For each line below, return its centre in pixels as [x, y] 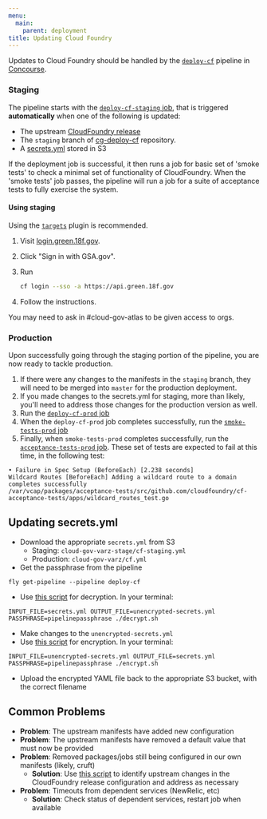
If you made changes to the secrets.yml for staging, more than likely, [132, 396]
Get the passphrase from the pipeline [81, 567]
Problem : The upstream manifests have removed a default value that [133, 739]
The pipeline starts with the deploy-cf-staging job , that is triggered [118, 107]
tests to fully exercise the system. [63, 189]
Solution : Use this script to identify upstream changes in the [131, 773]
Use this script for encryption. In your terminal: [96, 642]
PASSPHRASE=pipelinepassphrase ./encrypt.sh [83, 663]
